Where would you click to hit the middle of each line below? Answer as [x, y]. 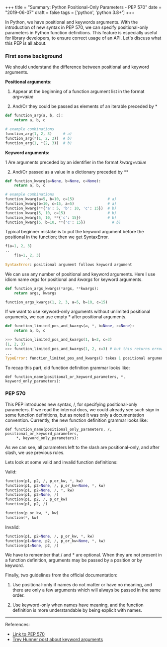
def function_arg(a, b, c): [34, 116]
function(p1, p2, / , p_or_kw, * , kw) [44, 481]
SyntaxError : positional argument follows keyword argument [69, 265]
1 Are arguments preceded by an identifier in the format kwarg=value [76, 162]
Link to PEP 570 [28, 634]
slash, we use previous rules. [35, 453]
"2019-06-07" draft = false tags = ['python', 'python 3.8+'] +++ [70, 12]
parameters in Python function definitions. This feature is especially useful [81, 33]
